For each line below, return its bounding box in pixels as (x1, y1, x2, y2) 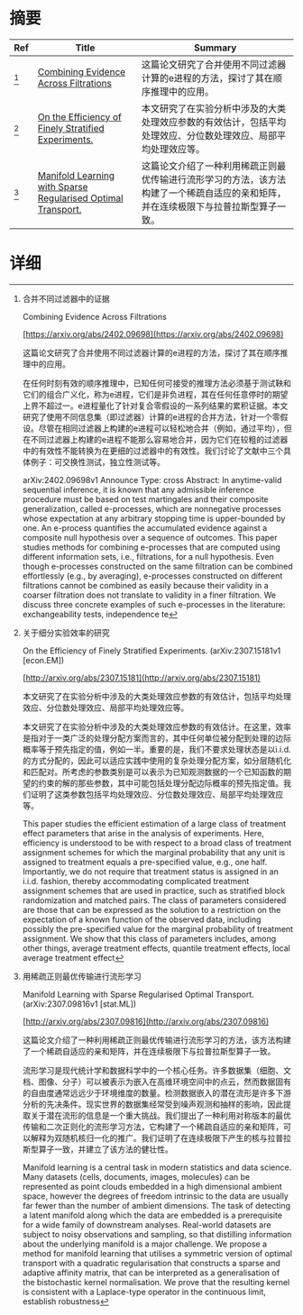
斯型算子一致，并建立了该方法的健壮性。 (22, 1144, 173, 1155)
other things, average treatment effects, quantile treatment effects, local (22, 943, 290, 954)
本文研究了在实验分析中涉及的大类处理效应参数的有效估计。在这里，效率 (22, 721, 291, 732)
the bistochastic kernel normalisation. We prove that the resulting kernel (22, 1276, 290, 1287)
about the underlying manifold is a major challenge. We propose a (22, 1238, 268, 1249)
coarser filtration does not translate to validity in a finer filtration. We (22, 589, 277, 600)
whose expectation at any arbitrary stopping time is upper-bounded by (22, 513, 286, 524)
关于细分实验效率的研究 (22, 627, 110, 638)
